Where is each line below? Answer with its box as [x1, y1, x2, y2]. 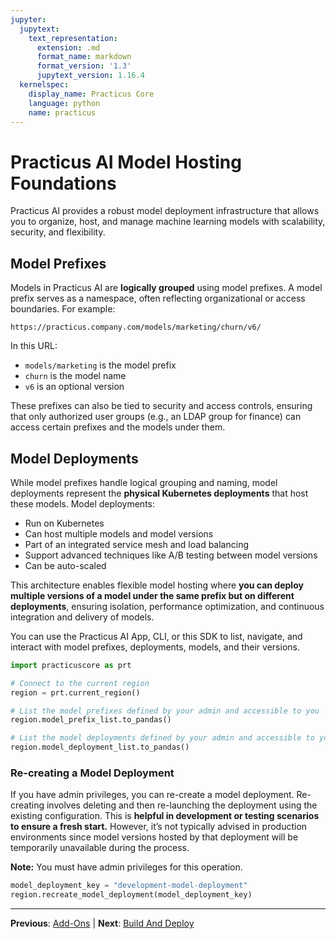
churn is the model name [24, 370, 127, 382]
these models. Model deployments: [10, 497, 156, 510]
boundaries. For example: [10, 303, 116, 315]
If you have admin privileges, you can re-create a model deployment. [10, 789, 295, 801]
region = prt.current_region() [10, 687, 141, 698]
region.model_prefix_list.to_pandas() [10, 715, 172, 725]
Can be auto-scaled [24, 559, 107, 571]
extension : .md [36, 42, 101, 53]
